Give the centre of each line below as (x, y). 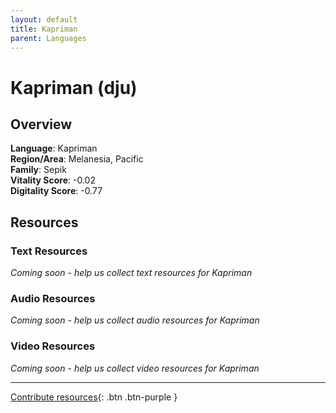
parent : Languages (48, 38)
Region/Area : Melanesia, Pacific (77, 159)
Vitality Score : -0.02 (53, 180)
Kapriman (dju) (74, 87)
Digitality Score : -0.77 (56, 191)
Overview (41, 124)
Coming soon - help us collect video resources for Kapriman (135, 368)
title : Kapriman (44, 29)
